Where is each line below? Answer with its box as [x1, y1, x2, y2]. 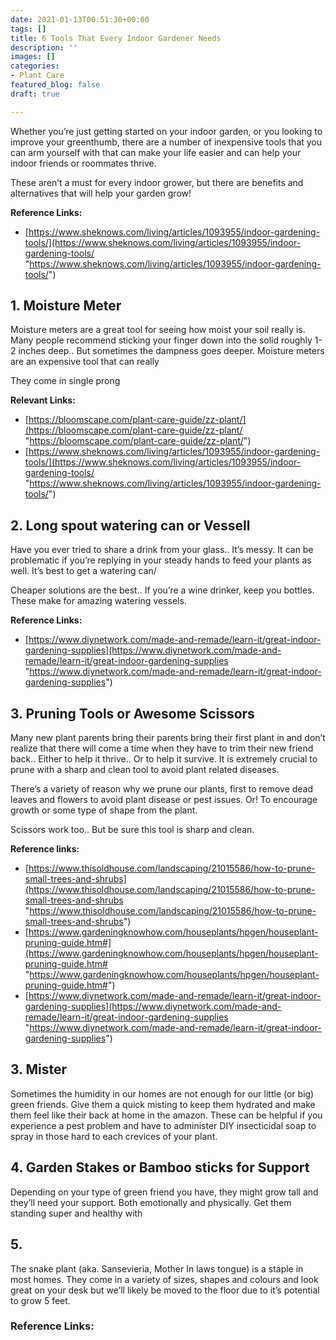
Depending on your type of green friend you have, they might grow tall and [10, 1186, 319, 1198]
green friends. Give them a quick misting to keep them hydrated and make [10, 1098, 316, 1110]
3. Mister [10, 1061, 68, 1078]
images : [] [10, 52, 56, 62]
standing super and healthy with [10, 1207, 143, 1219]
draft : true [10, 89, 60, 99]
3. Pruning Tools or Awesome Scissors [10, 705, 255, 722]
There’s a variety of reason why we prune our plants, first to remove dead [10, 783, 314, 795]
